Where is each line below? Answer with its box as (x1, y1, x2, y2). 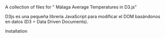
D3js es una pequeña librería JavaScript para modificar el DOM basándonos (5, 14, 161, 19)
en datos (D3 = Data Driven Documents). (5, 19, 88, 24)
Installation (5, 28, 28, 34)
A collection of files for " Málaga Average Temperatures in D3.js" (5, 4, 137, 10)
